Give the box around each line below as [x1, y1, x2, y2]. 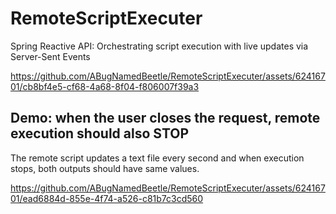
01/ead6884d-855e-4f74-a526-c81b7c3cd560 [10, 192, 204, 204]
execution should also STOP [10, 125, 190, 142]
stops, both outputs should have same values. [10, 162, 200, 174]
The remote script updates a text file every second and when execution [10, 152, 305, 164]
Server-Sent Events [10, 50, 91, 62]
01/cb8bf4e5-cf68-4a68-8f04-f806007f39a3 [10, 80, 200, 92]
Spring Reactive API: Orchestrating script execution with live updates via [10, 40, 309, 52]
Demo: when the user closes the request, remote [10, 110, 321, 127]
